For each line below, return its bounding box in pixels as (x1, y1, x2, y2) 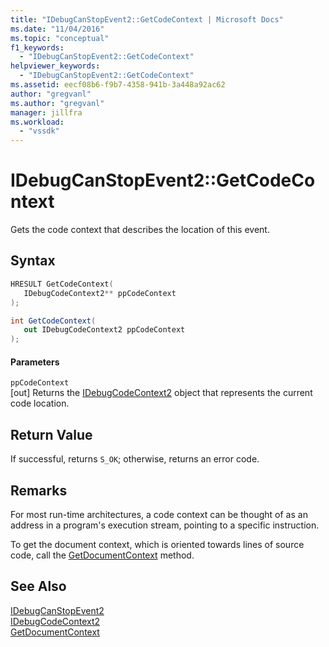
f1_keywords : (10, 42, 65, 53)
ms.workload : (10, 117, 65, 127)
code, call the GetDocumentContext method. (10, 549, 195, 561)
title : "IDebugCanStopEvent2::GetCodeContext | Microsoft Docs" (10, 14, 284, 25)
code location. (10, 397, 70, 410)
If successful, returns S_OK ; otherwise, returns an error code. (10, 453, 260, 465)
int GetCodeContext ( (10, 316, 97, 326)
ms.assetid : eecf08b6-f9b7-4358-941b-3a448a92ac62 (10, 80, 226, 90)
